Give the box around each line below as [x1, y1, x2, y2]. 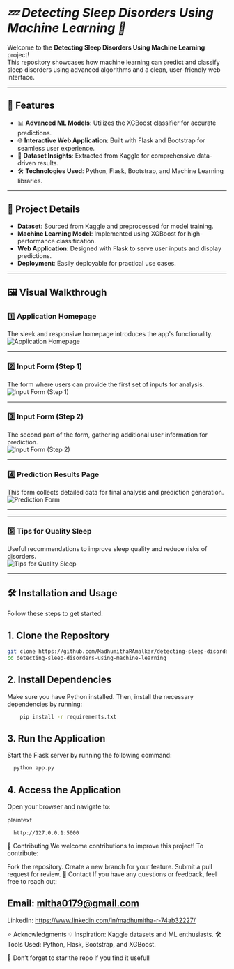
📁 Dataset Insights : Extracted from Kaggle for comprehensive [17, 151, 196, 160]
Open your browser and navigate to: [7, 802, 111, 811]
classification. [56, 236, 96, 245]
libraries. [17, 176, 43, 185]
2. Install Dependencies [7, 674, 112, 686]
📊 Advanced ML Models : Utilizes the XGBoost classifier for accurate [17, 119, 217, 127]
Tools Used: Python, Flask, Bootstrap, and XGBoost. [7, 940, 157, 948]
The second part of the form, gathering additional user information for [7, 430, 208, 439]
